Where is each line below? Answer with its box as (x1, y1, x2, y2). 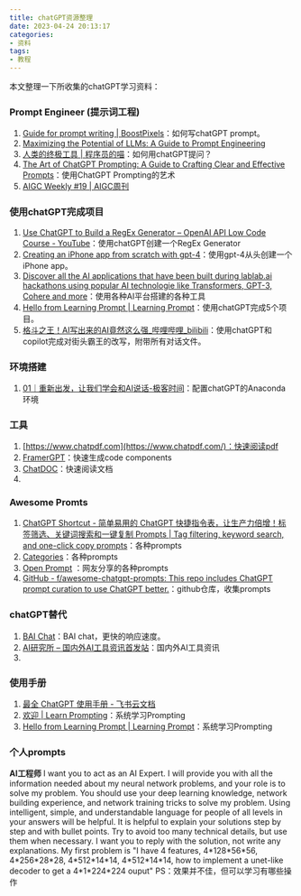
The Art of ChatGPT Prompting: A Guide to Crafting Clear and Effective (22, 159, 286, 170)
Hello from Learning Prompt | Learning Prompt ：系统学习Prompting (22, 721, 273, 732)
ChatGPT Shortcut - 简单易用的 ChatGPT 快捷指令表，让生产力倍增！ (22, 518, 279, 529)
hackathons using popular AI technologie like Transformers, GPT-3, (22, 280, 273, 291)
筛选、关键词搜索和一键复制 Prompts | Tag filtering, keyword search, (30, 529, 285, 540)
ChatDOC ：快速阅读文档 (22, 464, 114, 475)
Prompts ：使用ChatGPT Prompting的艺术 (22, 170, 176, 180)
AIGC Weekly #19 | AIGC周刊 (22, 181, 130, 192)
